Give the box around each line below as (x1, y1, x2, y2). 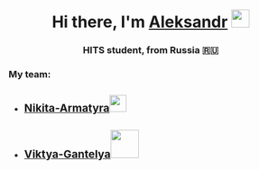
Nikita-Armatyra (23, 100, 110, 115)
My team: (8, 68, 51, 81)
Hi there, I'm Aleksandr (51, 12, 228, 32)
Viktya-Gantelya (23, 147, 111, 161)
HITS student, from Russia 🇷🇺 (82, 44, 219, 57)
